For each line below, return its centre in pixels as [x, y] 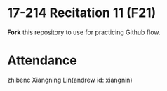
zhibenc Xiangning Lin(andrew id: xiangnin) [70, 80]
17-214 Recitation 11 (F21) [82, 13]
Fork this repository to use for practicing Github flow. [84, 32]
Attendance [42, 61]
